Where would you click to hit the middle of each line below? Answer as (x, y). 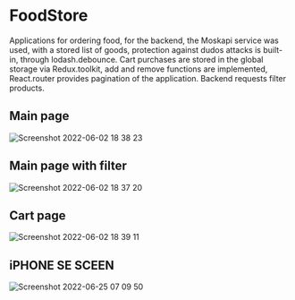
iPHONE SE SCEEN (62, 265)
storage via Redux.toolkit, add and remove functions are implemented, (139, 69)
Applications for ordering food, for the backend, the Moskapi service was (144, 40)
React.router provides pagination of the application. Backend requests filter (148, 78)
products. (27, 88)
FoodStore (49, 16)
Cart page (38, 215)
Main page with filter (68, 166)
